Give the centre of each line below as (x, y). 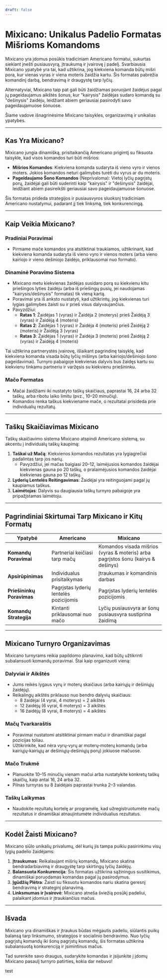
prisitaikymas (67, 579)
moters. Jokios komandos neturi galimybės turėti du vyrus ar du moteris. (87, 173)
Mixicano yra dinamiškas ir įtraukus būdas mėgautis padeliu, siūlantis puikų (82, 930)
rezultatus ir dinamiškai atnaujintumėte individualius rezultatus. (77, 814)
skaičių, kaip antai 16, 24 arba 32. (46, 779)
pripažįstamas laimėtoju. (37, 496)
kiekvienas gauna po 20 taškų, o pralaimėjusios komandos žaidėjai (88, 470)
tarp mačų (63, 559)
